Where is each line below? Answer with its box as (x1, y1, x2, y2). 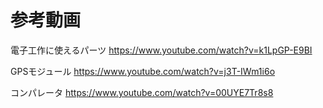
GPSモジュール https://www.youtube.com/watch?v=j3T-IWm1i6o (10, 65, 276, 77)
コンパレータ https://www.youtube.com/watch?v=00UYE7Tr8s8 (10, 86, 274, 98)
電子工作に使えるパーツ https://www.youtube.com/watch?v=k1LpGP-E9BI (10, 44, 313, 56)
